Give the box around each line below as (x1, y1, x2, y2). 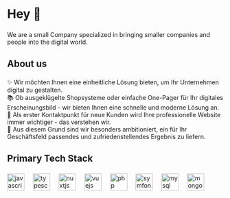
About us (7, 58, 47, 69)
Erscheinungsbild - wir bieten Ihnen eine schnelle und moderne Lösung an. (7, 103, 220, 112)
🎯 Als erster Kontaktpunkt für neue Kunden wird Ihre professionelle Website (7, 111, 221, 119)
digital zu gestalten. (7, 86, 63, 95)
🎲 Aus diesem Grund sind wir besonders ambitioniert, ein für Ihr (7, 125, 187, 134)
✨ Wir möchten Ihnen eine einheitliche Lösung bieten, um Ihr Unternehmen (7, 78, 220, 86)
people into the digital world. (7, 38, 88, 47)
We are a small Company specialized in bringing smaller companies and (7, 31, 211, 39)
